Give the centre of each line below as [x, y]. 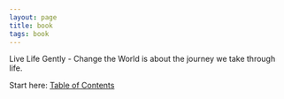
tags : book [29, 34]
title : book [31, 26]
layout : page [33, 17]
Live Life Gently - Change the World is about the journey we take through [142, 59]
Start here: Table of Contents [62, 86]
